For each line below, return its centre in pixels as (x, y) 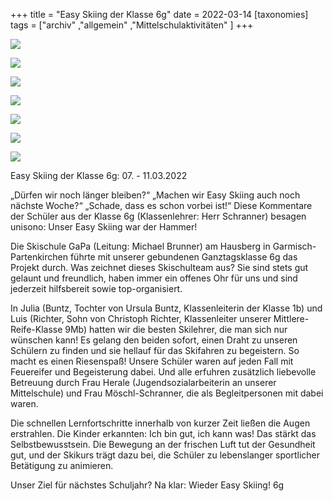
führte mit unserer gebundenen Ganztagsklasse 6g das (183, 257)
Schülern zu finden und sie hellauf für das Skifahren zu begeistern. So (155, 350)
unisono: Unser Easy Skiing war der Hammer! (104, 227)
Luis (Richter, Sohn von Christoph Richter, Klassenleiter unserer (141, 318)
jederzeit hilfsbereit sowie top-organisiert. (96, 288)
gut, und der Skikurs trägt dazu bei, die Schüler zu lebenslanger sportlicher (165, 455)
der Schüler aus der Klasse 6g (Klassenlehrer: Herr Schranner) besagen (158, 216)
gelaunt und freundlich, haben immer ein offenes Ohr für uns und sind (154, 278)
